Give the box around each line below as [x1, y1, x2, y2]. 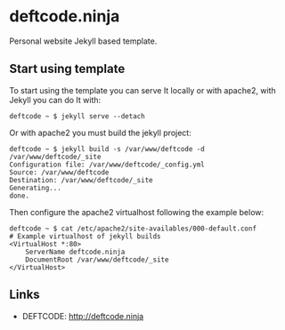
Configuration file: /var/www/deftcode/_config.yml [9, 160, 205, 169]
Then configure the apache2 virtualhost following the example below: [9, 206, 265, 217]
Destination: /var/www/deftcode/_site [9, 175, 153, 184]
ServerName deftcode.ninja [25, 247, 126, 256]
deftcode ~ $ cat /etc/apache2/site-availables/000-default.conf [9, 224, 256, 233]
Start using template [9, 61, 126, 76]
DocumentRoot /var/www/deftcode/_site [25, 255, 169, 264]
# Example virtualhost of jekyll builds [9, 231, 162, 241]
